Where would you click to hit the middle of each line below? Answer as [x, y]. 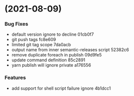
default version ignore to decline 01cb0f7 [53, 34]
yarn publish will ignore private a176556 [51, 65]
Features [15, 78]
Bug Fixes [17, 24]
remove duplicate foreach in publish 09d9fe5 [57, 55]
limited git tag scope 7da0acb [41, 45]
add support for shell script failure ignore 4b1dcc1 [61, 88]
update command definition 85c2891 [48, 60]
